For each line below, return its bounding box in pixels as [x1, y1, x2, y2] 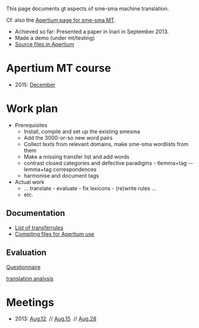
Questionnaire [6, 263, 41, 270]
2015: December [14, 81, 55, 88]
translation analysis [6, 275, 54, 282]
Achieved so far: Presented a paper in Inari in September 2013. [14, 28, 169, 35]
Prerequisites [14, 121, 48, 128]
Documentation [6, 208, 66, 219]
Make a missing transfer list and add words [23, 153, 130, 160]
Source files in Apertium [14, 41, 74, 48]
